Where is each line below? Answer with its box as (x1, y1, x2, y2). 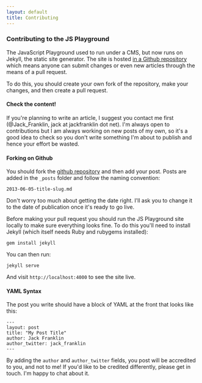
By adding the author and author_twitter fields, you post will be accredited (6, 357, 197, 364)
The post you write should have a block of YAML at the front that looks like (6, 301, 194, 308)
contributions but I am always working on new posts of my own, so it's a (6, 127, 188, 135)
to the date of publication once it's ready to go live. (6, 203, 135, 211)
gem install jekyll (6, 240, 56, 247)
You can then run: (6, 251, 51, 258)
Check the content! (6, 100, 57, 108)
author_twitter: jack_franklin (6, 341, 86, 347)
